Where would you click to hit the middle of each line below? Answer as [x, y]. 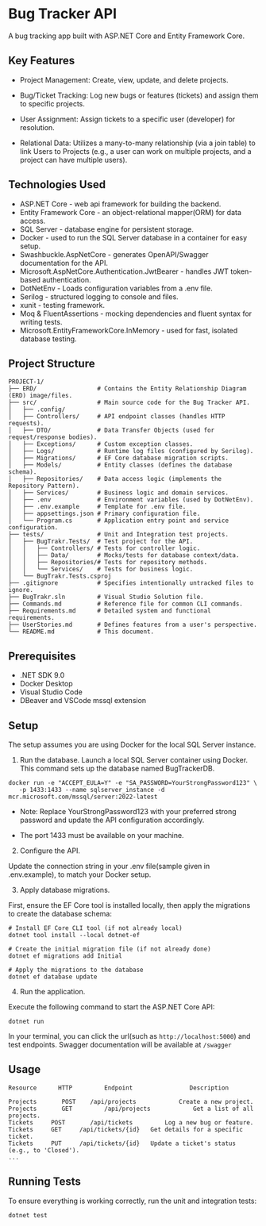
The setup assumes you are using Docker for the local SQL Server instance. [132, 744]
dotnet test [28, 1215]
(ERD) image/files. [40, 396]
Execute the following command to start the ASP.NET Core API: [112, 1007]
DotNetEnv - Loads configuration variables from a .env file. [116, 288]
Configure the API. [50, 851]
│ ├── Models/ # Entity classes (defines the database [120, 465]
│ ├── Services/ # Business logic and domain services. [118, 493]
